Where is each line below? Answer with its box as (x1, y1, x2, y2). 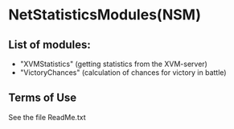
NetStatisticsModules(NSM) (8, 6, 201, 24)
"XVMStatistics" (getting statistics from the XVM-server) (19, 59, 207, 69)
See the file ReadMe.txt (8, 112, 86, 122)
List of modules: (8, 38, 91, 52)
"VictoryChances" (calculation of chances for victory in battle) (19, 68, 227, 77)
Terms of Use (8, 91, 77, 105)
